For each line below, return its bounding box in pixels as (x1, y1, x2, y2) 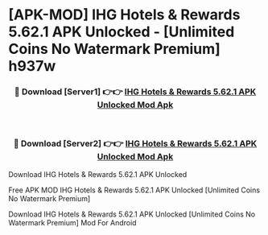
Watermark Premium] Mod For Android (8, 217, 137, 227)
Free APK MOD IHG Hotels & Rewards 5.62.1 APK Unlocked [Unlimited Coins (8, 185, 260, 195)
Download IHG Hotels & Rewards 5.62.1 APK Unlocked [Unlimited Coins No (8, 209, 256, 219)
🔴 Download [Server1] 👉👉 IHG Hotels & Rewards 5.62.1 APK (14, 86, 257, 97)
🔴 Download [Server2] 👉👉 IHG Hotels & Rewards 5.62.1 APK (13, 138, 258, 150)
